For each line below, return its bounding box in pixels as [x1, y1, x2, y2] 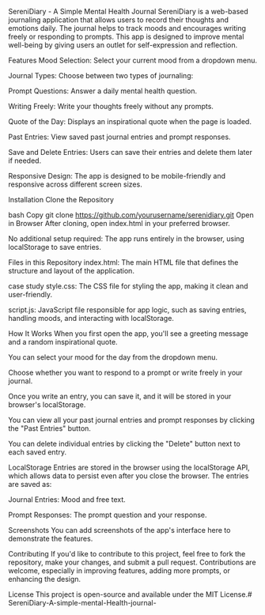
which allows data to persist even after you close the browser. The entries [8, 471, 249, 481]
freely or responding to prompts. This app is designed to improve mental [8, 32, 244, 41]
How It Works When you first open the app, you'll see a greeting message [8, 329, 249, 338]
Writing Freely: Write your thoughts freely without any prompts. [8, 102, 214, 111]
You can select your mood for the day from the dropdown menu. [8, 353, 218, 362]
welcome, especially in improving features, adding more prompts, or [8, 566, 231, 575]
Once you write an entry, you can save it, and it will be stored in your [8, 391, 232, 401]
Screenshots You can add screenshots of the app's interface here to [8, 526, 231, 534]
